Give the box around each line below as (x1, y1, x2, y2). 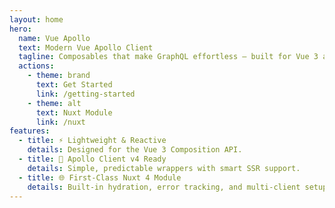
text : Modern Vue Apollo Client (18, 42, 154, 53)
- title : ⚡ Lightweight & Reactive (18, 136, 167, 146)
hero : (9, 24, 32, 34)
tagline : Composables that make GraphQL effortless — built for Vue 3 (18, 52, 319, 62)
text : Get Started (35, 80, 113, 90)
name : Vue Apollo (18, 33, 91, 43)
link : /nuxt (35, 117, 86, 127)
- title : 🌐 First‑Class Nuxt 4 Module (18, 172, 182, 183)
